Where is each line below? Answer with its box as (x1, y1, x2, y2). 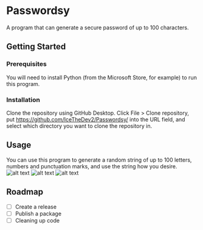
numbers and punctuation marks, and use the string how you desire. (6, 162, 177, 170)
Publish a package (15, 210, 62, 217)
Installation (6, 95, 41, 104)
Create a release (15, 203, 57, 210)
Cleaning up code (15, 217, 60, 224)
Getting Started (6, 41, 66, 52)
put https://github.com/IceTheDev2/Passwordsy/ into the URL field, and (6, 115, 185, 123)
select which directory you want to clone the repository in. (6, 122, 153, 129)
